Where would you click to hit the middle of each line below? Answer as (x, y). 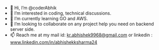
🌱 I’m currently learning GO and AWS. (49, 18)
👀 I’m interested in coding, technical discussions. (61, 13)
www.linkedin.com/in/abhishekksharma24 (54, 42)
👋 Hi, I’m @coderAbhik (33, 8)
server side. (22, 29)
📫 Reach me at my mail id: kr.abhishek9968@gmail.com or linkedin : (81, 35)
